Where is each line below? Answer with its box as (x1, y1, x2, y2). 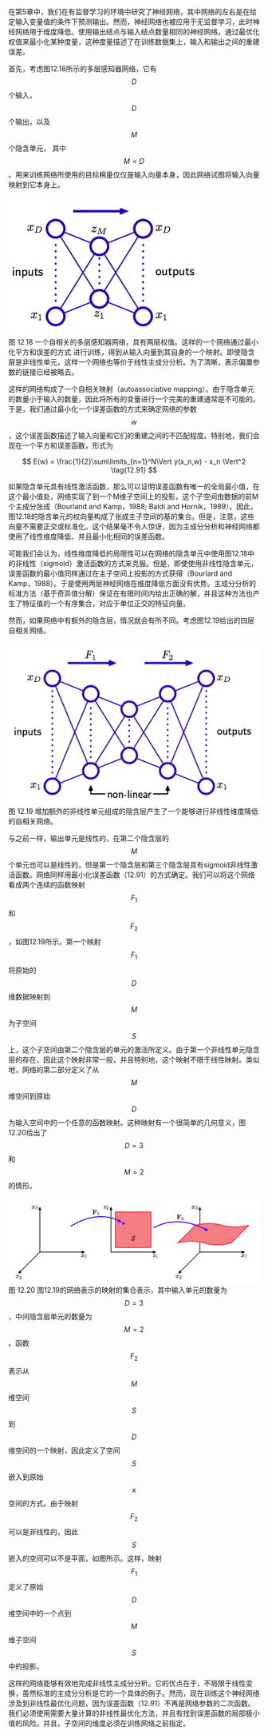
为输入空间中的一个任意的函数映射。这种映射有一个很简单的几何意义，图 (8, 1118, 246, 1127)
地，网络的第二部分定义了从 (8, 1064, 100, 1074)
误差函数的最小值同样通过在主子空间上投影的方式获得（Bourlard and (8, 568, 233, 578)
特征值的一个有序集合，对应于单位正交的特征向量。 (22, 599, 190, 608)
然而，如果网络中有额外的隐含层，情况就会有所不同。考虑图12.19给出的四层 (8, 616, 255, 625)
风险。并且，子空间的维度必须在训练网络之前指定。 (22, 1718, 190, 1728)
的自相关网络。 (8, 816, 57, 826)
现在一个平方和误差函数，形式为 (8, 441, 113, 450)
